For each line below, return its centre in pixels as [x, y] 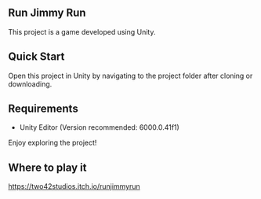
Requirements [43, 109]
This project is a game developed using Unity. [82, 31]
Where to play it [47, 167]
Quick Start [36, 57]
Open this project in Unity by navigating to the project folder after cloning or [130, 76]
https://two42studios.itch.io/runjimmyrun [74, 186]
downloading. [30, 84]
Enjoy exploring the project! [53, 143]
